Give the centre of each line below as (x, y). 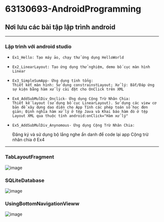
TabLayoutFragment (30, 157)
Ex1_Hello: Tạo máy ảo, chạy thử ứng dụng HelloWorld (68, 58)
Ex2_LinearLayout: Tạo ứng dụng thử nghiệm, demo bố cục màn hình (81, 67)
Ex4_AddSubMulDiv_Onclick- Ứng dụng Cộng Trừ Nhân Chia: (71, 99)
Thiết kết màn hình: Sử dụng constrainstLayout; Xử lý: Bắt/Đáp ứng (83, 85)
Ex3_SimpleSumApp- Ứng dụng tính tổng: (53, 81)
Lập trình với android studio (38, 46)
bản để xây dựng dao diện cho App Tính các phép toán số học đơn (80, 108)
